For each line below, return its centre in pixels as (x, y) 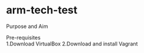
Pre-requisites (23, 37)
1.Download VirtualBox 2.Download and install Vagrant (72, 44)
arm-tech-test (42, 10)
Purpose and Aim (27, 26)
